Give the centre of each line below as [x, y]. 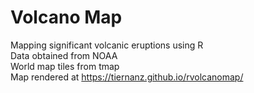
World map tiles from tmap [65, 66]
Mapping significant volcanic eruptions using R [107, 45]
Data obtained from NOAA [64, 55]
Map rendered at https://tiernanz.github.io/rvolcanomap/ [127, 77]
